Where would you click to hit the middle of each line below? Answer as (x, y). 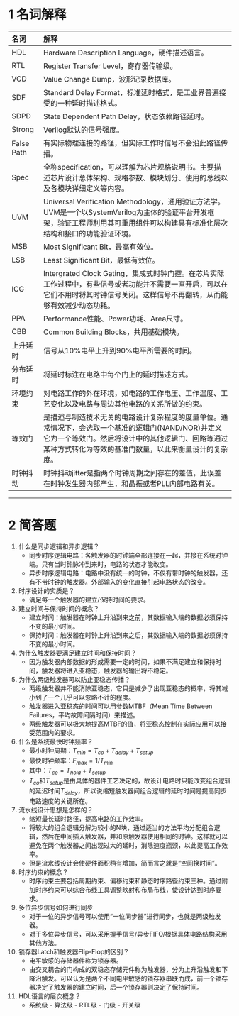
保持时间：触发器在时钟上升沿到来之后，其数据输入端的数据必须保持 (128, 635)
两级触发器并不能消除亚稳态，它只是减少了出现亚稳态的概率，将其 (125, 688)
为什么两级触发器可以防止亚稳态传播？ (74, 679)
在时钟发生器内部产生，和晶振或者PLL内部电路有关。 (131, 483)
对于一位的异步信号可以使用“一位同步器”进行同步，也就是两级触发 (125, 916)
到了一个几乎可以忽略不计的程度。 (85, 697)
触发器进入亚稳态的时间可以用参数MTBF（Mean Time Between (121, 706)
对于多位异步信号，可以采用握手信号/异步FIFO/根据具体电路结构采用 (128, 934)
